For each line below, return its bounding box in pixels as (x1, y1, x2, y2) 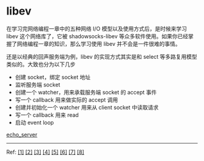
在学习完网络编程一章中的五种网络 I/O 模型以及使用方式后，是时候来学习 (6, 25, 187, 32)
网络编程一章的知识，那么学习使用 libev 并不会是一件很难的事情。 (16, 40, 181, 47)
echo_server (6, 131, 38, 138)
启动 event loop (15, 119, 54, 126)
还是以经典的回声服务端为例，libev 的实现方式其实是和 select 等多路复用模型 (6, 53, 197, 60)
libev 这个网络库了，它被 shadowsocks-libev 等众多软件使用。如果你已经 (6, 32, 189, 40)
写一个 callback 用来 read (15, 111, 79, 119)
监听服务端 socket (15, 80, 61, 88)
